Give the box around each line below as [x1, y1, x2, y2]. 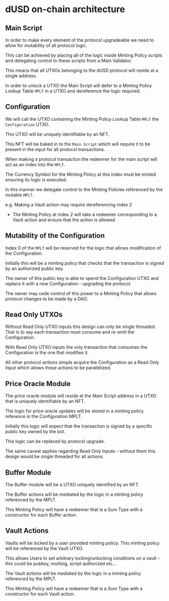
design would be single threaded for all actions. [5, 453, 104, 459]
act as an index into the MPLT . [5, 161, 66, 167]
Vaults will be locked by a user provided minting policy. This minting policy [5, 540, 160, 546]
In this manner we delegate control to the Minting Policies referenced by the [5, 186, 163, 193]
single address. [5, 73, 37, 79]
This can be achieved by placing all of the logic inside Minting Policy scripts [5, 52, 162, 58]
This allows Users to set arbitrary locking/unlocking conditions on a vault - [5, 555, 160, 561]
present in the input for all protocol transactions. [5, 146, 105, 152]
